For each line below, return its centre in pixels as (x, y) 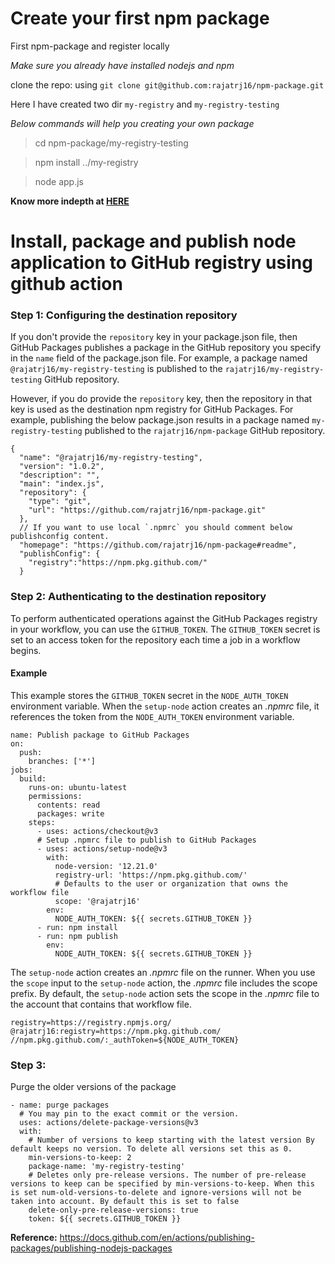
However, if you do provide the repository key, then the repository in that (161, 399)
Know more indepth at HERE (70, 201)
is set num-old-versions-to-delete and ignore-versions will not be (156, 1193)
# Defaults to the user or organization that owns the (171, 883)
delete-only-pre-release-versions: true (113, 1210)
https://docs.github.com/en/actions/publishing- (157, 1238)
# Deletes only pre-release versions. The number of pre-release (167, 1175)
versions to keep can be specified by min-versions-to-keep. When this (162, 1184)
